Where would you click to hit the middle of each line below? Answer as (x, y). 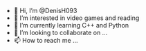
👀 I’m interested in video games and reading (76, 18)
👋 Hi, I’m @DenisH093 (45, 11)
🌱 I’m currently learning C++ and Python (71, 25)
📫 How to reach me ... (46, 40)
